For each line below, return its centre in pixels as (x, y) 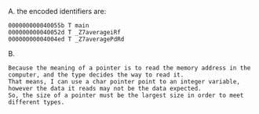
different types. (36, 102)
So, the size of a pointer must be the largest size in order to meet (126, 95)
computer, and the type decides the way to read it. (96, 75)
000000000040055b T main (49, 26)
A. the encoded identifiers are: (57, 11)
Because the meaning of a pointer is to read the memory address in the (129, 68)
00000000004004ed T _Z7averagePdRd (66, 39)
